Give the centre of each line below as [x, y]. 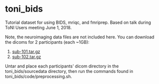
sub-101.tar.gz [26, 51]
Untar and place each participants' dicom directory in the [62, 66]
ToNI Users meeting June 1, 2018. [38, 27]
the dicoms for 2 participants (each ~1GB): [47, 42]
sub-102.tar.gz [26, 56]
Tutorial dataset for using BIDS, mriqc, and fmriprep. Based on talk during [78, 22]
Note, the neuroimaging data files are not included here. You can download [80, 37]
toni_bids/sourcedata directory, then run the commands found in [69, 71]
